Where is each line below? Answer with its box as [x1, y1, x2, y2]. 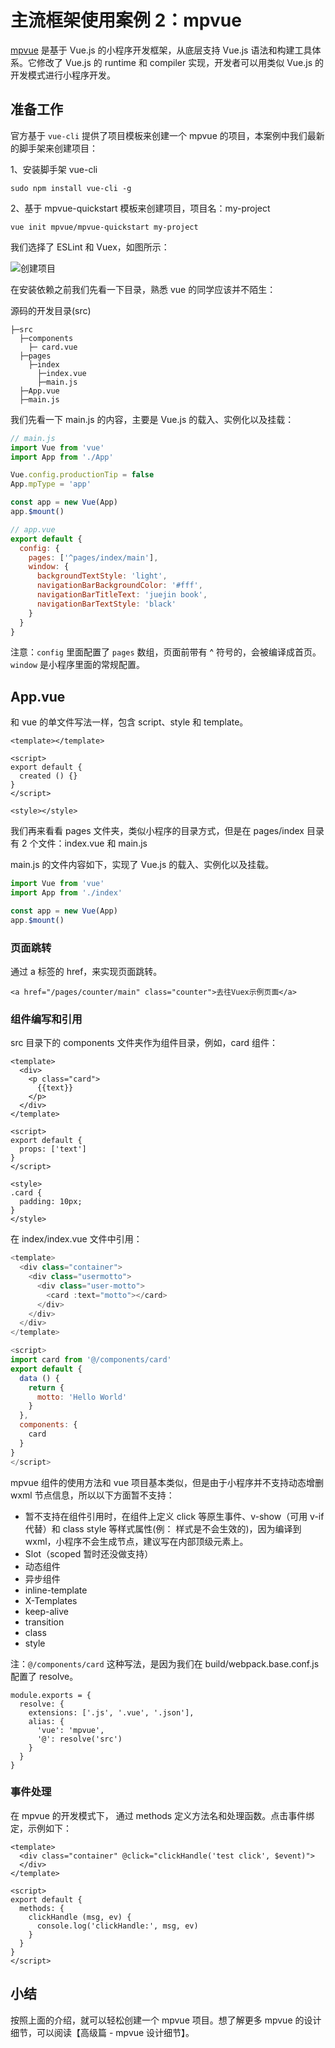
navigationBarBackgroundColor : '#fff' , [36, 581, 203, 591]
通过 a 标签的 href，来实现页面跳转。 [10, 965, 163, 977]
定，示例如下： [10, 1822, 72, 1834]
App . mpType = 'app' [10, 479, 92, 490]
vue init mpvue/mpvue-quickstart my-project [10, 222, 199, 232]
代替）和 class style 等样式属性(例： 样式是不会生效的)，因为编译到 [24, 1522, 302, 1535]
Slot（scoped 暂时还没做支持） [24, 1547, 154, 1560]
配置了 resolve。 [10, 1670, 79, 1682]
